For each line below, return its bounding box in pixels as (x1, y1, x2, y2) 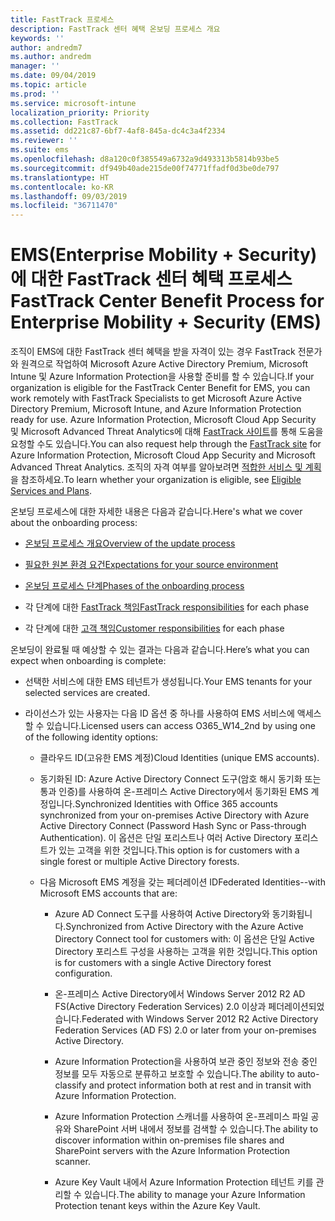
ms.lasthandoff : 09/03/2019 (10, 191, 128, 201)
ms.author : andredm (10, 52, 92, 62)
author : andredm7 (10, 42, 83, 53)
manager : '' (10, 61, 60, 71)
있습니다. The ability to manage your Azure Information (83, 1189, 306, 1201)
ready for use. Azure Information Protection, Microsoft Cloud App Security (10, 414, 317, 426)
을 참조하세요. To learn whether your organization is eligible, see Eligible (10, 474, 302, 486)
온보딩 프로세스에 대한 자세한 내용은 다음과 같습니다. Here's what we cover (10, 506, 303, 518)
